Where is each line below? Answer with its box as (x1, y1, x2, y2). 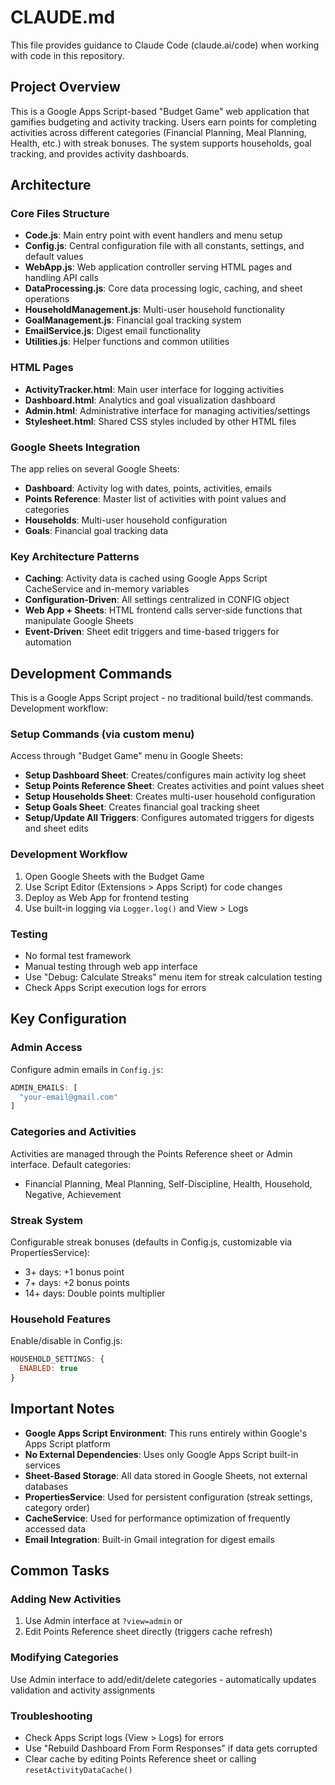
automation (24, 636, 72, 648)
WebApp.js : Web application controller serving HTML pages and (24, 261, 293, 273)
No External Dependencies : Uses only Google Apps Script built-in (24, 1448, 299, 1460)
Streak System (10, 1213, 83, 1227)
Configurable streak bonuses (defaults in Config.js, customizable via (10, 1236, 293, 1248)
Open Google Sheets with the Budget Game (24, 870, 205, 882)
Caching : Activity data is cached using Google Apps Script (24, 572, 268, 585)
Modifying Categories (10, 1651, 119, 1665)
